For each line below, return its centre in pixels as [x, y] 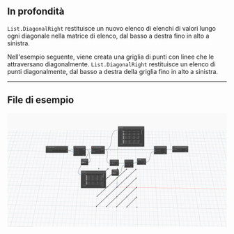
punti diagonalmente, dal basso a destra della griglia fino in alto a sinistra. [112, 71]
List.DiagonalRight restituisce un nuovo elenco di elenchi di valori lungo [111, 28]
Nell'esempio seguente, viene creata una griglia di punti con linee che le [111, 57]
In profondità [36, 12]
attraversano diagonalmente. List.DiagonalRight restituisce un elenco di [111, 64]
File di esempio [41, 100]
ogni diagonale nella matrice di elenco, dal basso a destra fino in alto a [108, 36]
